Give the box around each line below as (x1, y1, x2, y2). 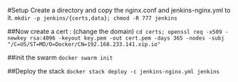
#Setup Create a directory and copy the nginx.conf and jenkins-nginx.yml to (7, 6, 231, 14)
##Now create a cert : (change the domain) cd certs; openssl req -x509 (7, 28, 222, 35)
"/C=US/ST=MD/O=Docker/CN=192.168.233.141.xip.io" (7, 41, 161, 48)
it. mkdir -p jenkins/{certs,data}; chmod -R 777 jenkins (7, 13, 178, 22)
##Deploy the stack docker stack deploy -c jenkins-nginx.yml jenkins (7, 67, 219, 75)
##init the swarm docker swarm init (7, 53, 113, 61)
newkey (7, 35, 27, 42)
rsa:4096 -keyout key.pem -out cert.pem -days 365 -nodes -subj (29, 35, 224, 42)
